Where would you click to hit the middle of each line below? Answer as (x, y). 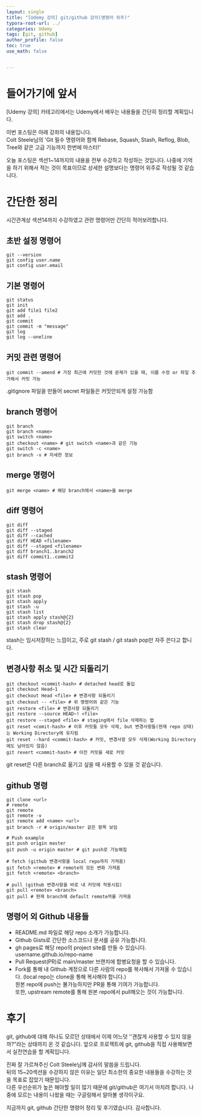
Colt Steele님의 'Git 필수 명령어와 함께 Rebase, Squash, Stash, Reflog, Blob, (98, 139)
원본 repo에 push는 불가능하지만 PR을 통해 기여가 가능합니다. (87, 984)
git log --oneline (29, 337)
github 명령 (27, 786)
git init (17, 305)
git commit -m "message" (37, 327)
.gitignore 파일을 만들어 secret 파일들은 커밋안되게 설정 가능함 (80, 391)
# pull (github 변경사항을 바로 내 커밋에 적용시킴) (64, 885)
